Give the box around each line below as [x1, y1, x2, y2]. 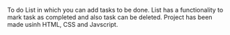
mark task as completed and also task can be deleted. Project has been [7, 13, 213, 21]
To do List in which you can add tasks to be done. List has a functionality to [7, 6, 224, 14]
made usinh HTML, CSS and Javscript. [7, 21, 118, 28]
